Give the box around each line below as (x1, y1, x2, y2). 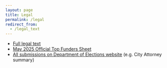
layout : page (5, 7, 33, 13)
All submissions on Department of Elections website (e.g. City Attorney (12, 52, 162, 58)
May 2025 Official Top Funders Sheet (12, 46, 92, 52)
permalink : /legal (5, 17, 44, 22)
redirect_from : (5, 21, 38, 27)
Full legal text (12, 40, 41, 47)
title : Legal (5, 12, 33, 17)
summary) (12, 57, 35, 63)
